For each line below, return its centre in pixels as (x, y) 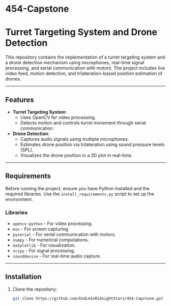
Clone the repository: (35, 289)
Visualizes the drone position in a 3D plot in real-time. (76, 155)
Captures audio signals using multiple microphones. (75, 139)
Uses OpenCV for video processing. (58, 117)
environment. (19, 199)
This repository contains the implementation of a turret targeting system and (85, 57)
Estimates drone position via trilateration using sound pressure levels (92, 144)
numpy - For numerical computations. (51, 240)
